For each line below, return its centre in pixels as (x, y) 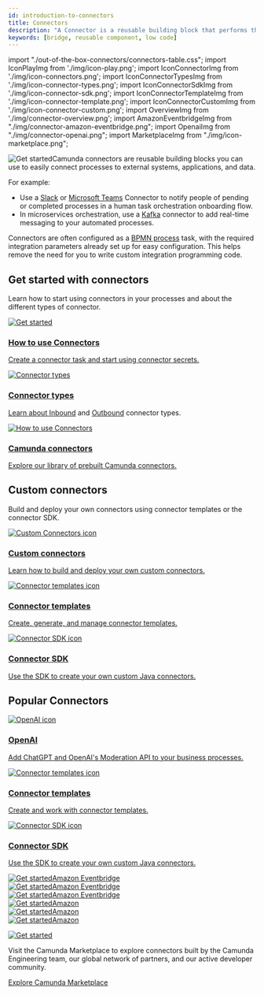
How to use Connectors (54, 342)
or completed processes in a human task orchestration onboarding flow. (136, 206)
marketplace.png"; (38, 143)
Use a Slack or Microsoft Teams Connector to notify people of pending (134, 198)
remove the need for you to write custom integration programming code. (125, 255)
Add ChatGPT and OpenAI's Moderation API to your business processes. (126, 757)
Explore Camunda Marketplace (58, 982)
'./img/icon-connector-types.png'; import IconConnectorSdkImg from (121, 85)
